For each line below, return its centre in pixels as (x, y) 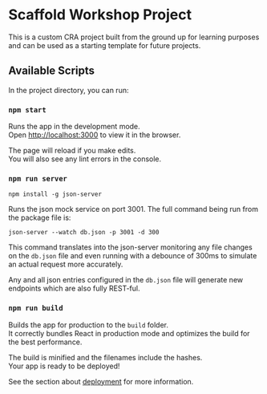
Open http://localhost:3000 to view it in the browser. (95, 135)
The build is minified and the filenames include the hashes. (105, 357)
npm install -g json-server (55, 194)
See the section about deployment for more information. (101, 381)
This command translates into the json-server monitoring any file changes (130, 247)
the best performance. (45, 342)
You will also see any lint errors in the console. (85, 159)
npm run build (36, 308)
